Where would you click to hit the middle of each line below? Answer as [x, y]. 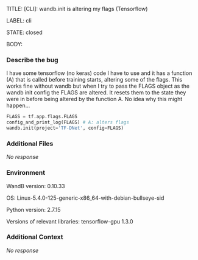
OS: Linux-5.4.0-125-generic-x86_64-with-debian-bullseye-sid [85, 198]
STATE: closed [24, 32]
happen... [18, 105]
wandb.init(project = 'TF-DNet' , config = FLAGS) [65, 128]
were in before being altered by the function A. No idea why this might [94, 99]
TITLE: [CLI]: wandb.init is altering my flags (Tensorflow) [77, 9]
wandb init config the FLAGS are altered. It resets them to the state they [96, 93]
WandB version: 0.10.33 [36, 186]
